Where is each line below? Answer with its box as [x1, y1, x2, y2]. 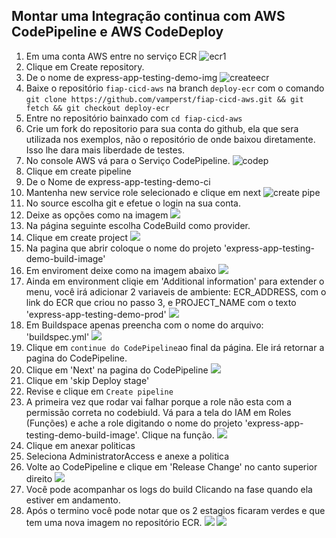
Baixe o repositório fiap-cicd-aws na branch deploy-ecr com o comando [25, 82, 325, 94]
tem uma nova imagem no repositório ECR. [25, 516, 203, 528]
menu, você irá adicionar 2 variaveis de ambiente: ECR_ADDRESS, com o [25, 285, 327, 298]
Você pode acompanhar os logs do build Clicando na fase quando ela [25, 483, 313, 495]
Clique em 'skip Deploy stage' [25, 374, 150, 386]
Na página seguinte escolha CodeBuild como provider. [25, 219, 251, 231]
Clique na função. [141, 429, 215, 441]
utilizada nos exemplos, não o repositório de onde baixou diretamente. [25, 133, 316, 145]
